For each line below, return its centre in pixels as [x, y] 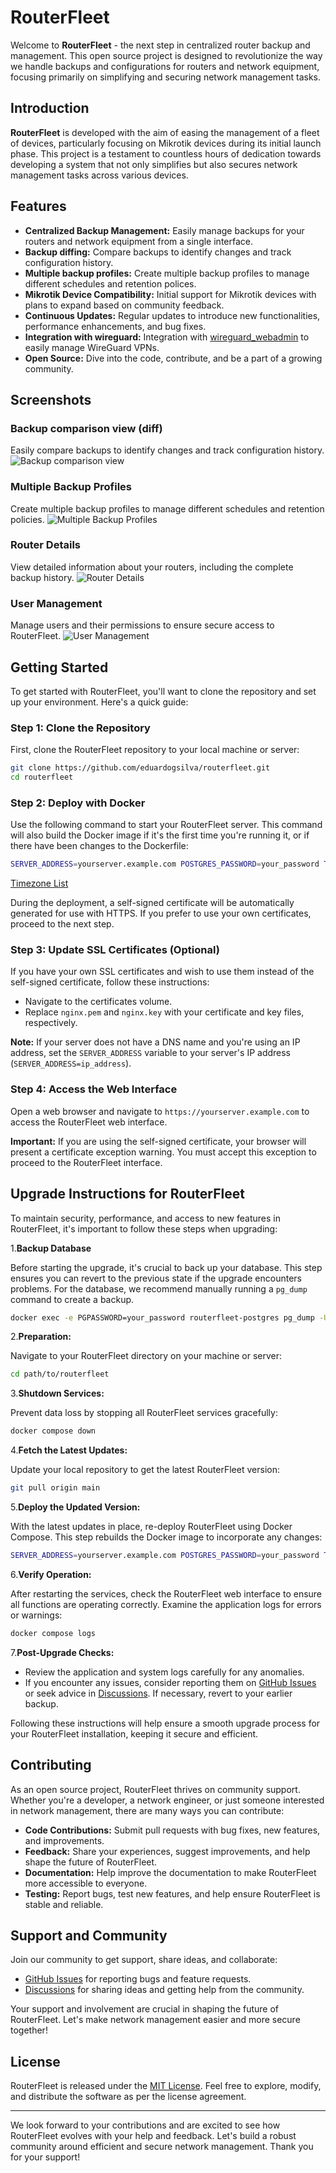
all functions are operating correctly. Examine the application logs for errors [166, 1604]
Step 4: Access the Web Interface [94, 1089]
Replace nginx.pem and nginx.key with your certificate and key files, [164, 1012]
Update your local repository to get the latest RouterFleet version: [145, 1470]
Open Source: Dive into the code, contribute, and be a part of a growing [173, 358]
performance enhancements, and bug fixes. [115, 326]
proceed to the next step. [62, 924]
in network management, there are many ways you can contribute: [147, 1810]
